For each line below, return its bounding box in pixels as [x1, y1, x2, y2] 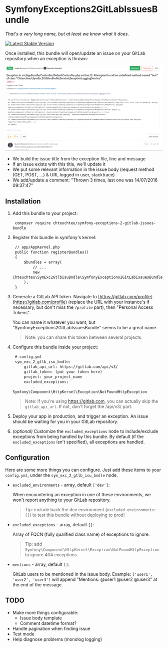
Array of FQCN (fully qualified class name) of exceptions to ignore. [12, 531, 150, 537]
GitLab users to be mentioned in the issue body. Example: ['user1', [12, 571, 153, 577]
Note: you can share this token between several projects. [24, 334, 142, 340]
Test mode [12, 630, 35, 637]
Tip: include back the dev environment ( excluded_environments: [24, 506, 156, 512]
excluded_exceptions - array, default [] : [12, 521, 94, 527]
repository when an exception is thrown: [5, 55, 88, 61]
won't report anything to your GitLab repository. [12, 497, 111, 503]
